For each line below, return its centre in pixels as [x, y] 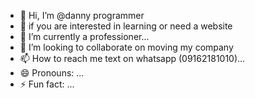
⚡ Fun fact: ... [47, 84]
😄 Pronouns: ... [52, 73]
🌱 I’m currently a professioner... [84, 36]
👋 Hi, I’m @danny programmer [82, 15]
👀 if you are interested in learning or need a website [126, 26]
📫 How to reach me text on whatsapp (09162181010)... [132, 58]
